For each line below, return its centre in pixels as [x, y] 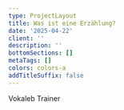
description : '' [35, 46]
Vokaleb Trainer [34, 98]
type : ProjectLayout [43, 16]
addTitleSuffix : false [46, 75]
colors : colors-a [37, 68]
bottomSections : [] [41, 53]
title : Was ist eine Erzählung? [62, 23]
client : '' [26, 38]
